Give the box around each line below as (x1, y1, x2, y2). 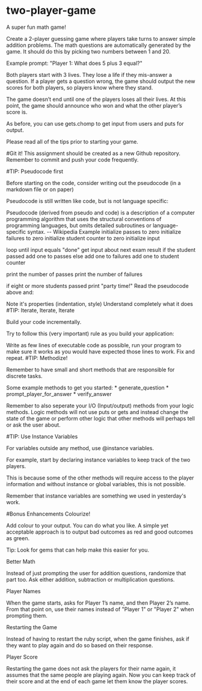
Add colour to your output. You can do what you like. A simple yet (6, 522, 169, 529)
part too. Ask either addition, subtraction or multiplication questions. (6, 576, 175, 583)
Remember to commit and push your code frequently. (6, 156, 139, 163)
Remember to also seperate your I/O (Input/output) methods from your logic (6, 402, 194, 409)
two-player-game (6, 4, 96, 17)
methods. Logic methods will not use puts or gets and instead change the (6, 408, 188, 415)
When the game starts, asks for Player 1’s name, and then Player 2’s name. (6, 599, 191, 606)
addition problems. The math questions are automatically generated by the (6, 41, 191, 49)
